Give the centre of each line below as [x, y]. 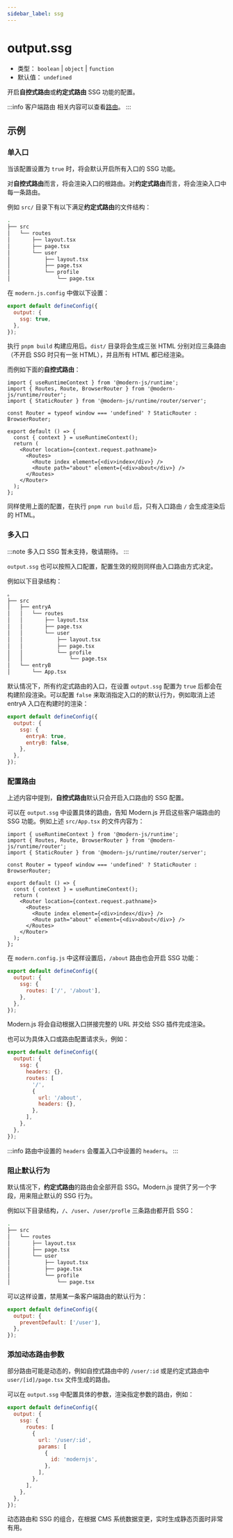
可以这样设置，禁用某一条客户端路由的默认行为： [77, 1296]
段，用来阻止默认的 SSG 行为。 [52, 1196]
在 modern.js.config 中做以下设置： [58, 293]
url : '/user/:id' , [65, 1440]
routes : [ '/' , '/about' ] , [63, 990]
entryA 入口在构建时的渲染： [48, 704]
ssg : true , [35, 319]
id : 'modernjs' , [74, 1460]
